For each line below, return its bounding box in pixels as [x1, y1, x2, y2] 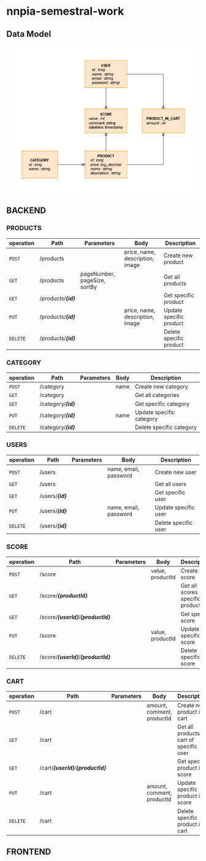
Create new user [154, 468, 197, 476]
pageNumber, [80, 270, 115, 277]
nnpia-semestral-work [6, 4, 124, 18]
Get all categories [134, 392, 180, 399]
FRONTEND [6, 846, 51, 857]
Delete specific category [134, 423, 197, 431]
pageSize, [80, 276, 106, 284]
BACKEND [6, 206, 47, 216]
